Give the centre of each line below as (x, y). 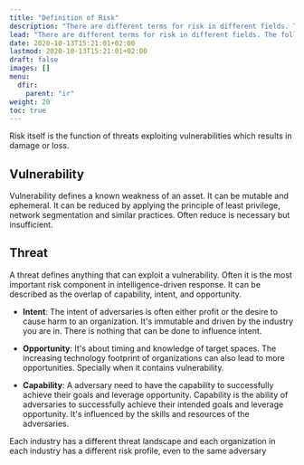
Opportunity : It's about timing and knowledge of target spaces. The (149, 348)
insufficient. (31, 225)
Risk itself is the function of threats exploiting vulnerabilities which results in (151, 136)
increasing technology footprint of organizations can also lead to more (153, 357)
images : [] (30, 69)
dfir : (28, 85)
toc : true (28, 110)
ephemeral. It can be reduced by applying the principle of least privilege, (145, 205)
